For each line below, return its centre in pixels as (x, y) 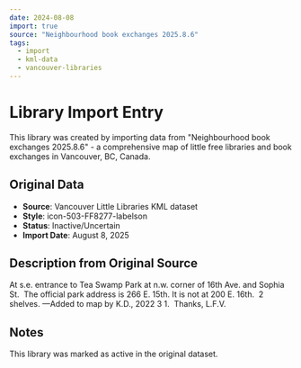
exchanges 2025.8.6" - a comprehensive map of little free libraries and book (150, 147)
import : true (34, 26)
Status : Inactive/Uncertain (71, 225)
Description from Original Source (104, 263)
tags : (19, 43)
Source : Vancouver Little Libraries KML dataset (110, 206)
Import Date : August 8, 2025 (76, 235)
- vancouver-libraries (60, 68)
